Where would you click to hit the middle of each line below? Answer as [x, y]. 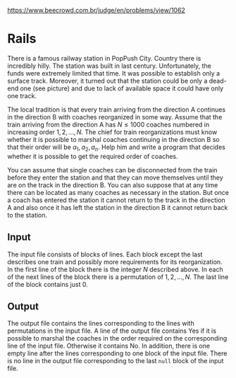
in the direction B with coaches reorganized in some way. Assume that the [115, 117]
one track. [22, 95]
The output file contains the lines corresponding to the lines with [101, 324]
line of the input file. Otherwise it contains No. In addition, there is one [108, 346]
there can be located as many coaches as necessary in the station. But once [118, 192]
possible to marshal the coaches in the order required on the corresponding [117, 338]
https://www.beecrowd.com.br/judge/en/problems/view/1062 [96, 10]
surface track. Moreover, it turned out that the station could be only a [107, 81]
